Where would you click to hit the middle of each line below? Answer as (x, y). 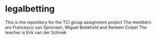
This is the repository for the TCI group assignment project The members (78, 22)
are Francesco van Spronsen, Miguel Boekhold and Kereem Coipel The (76, 27)
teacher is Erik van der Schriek (36, 32)
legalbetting (30, 9)
